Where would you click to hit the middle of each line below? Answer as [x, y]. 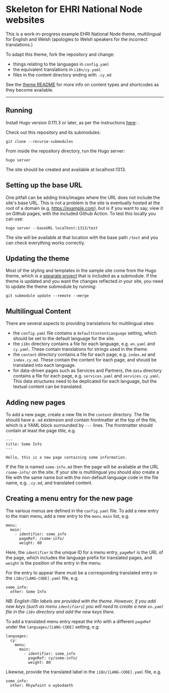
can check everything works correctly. [46, 243]
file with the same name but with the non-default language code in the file [82, 477]
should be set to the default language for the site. [64, 339]
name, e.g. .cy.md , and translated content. [49, 483]
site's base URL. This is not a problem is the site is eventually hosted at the [83, 203]
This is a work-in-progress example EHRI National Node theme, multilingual [83, 34]
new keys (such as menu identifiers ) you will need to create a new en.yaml [85, 606]
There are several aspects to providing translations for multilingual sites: [80, 324]
